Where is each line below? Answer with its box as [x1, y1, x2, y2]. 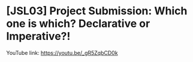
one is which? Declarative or [6, 17, 150, 30]
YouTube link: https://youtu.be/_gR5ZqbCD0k [6, 49, 118, 56]
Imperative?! [6, 30, 71, 43]
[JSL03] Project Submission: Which [6, 4, 188, 18]
